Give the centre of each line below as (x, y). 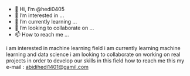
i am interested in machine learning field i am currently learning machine (93, 48)
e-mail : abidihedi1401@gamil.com (48, 67)
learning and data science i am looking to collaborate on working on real (93, 54)
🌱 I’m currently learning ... (46, 22)
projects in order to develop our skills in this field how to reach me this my (95, 61)
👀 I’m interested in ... (39, 15)
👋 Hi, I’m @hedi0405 (39, 9)
